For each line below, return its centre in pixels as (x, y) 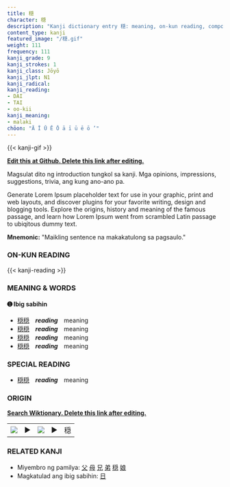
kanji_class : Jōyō (33, 71)
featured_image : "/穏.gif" (45, 39)
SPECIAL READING (39, 364)
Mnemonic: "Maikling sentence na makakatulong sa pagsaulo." (97, 237)
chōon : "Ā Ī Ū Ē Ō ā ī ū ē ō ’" (53, 128)
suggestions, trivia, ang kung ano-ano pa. (66, 182)
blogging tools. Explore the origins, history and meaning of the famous (106, 209)
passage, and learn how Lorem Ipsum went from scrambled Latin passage (112, 217)
